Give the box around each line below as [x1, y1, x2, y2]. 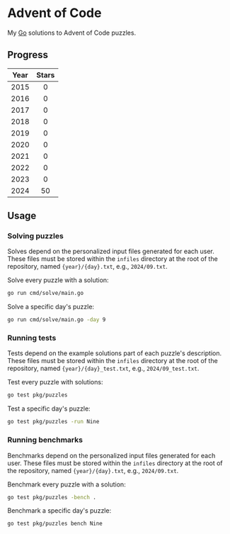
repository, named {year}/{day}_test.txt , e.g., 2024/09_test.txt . [7, 364, 200, 373]
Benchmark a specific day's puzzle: [7, 506, 112, 515]
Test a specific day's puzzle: [7, 404, 91, 413]
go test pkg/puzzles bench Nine [7, 520, 103, 528]
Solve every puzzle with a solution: [7, 276, 109, 284]
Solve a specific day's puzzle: [7, 303, 94, 311]
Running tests [7, 333, 57, 343]
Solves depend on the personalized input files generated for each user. [7, 247, 214, 256]
